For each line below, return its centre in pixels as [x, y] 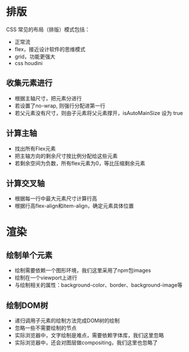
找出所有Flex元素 [35, 148]
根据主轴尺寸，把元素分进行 [48, 98]
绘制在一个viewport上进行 [46, 278]
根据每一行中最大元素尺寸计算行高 [56, 199]
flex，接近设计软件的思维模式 [50, 49]
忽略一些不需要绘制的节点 [45, 328]
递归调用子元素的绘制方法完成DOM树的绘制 [67, 321]
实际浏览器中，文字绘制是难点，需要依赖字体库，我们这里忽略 [89, 336]
